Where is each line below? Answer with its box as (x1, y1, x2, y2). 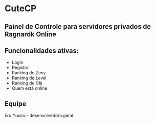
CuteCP (4, 3, 37, 14)
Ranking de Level (11, 75, 47, 81)
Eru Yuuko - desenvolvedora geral (4, 113, 74, 119)
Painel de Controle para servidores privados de (4, 22, 151, 31)
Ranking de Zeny (11, 70, 46, 76)
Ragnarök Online (4, 30, 57, 38)
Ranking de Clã (11, 80, 43, 86)
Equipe (4, 100, 26, 108)
